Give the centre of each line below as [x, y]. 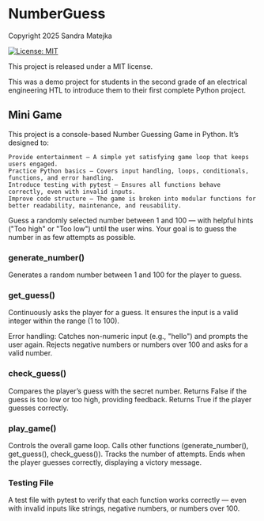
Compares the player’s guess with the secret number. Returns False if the [128, 391]
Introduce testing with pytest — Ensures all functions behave [115, 184]
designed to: [28, 143]
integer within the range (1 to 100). [64, 321]
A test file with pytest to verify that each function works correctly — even [127, 500]
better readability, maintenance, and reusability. [95, 205]
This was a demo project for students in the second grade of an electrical [128, 82]
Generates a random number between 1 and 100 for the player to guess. [125, 275]
